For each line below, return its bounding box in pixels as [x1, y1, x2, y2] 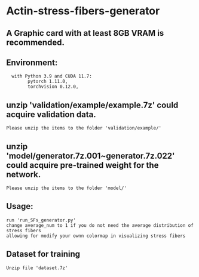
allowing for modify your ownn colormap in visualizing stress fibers [6, 233, 186, 239]
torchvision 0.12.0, [27, 84, 79, 90]
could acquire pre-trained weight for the [6, 160, 159, 170]
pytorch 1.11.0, [27, 79, 68, 85]
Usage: [6, 201, 34, 211]
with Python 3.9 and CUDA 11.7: [11, 73, 93, 79]
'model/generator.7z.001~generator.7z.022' [6, 150, 175, 161]
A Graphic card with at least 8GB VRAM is [6, 28, 164, 38]
